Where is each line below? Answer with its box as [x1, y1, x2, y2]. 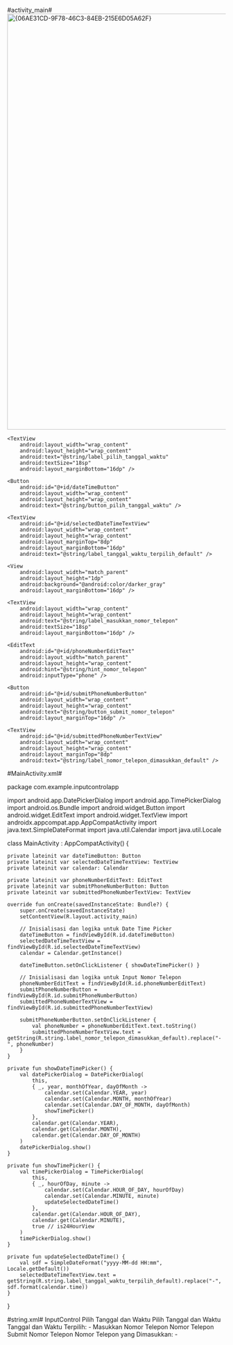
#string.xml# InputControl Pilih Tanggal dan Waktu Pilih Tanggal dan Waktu [7, 1315, 221, 1323]
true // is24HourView [32, 1223, 95, 1230]
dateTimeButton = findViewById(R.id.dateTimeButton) [19, 931, 175, 938]
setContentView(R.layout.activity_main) [19, 913, 138, 920]
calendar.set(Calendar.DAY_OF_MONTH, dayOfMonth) [44, 1101, 191, 1108]
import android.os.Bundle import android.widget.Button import [7, 804, 185, 811]
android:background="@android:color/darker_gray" [19, 581, 166, 588]
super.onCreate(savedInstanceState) [19, 907, 126, 914]
